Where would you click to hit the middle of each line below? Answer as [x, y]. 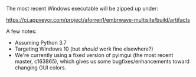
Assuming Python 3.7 [40, 43]
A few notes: [22, 31]
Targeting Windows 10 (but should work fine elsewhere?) [84, 49]
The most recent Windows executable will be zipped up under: [82, 9]
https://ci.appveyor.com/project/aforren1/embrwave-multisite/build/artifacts [98, 20]
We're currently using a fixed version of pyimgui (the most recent [94, 55]
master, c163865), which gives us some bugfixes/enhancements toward [102, 61]
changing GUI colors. [40, 68]
